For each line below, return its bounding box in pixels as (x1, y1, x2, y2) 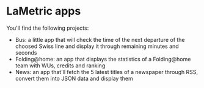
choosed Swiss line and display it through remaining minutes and (15, 42, 179, 50)
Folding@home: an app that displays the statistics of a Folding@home (15, 55, 191, 63)
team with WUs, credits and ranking (15, 62, 106, 69)
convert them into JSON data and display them (15, 75, 133, 82)
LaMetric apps (6, 4, 81, 18)
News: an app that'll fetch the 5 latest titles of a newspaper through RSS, (15, 68, 199, 75)
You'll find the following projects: (6, 24, 89, 32)
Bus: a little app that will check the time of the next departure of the (15, 36, 185, 43)
